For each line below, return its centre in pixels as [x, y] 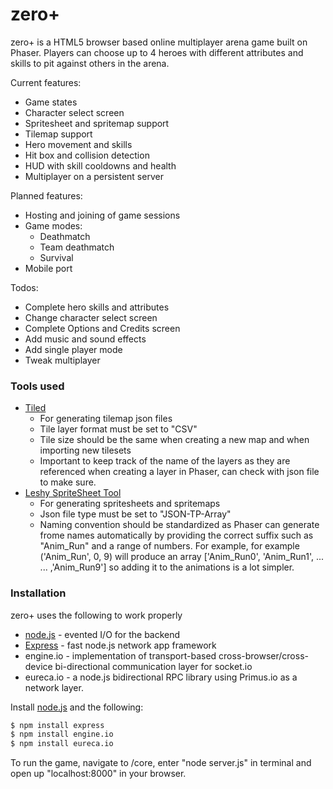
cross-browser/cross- [263, 655]
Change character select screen [91, 317]
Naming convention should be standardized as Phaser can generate [179, 525]
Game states [51, 102]
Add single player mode [73, 349]
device [38, 666]
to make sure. [68, 482]
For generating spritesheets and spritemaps [130, 504]
